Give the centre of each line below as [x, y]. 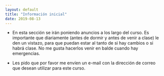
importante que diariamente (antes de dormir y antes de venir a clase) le [85, 38]
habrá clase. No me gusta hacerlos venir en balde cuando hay [75, 48]
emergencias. [26, 53]
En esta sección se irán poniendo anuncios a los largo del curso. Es [81, 33]
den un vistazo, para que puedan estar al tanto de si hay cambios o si [83, 43]
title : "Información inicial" [36, 14]
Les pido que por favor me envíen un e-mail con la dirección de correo [84, 63]
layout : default [22, 10]
